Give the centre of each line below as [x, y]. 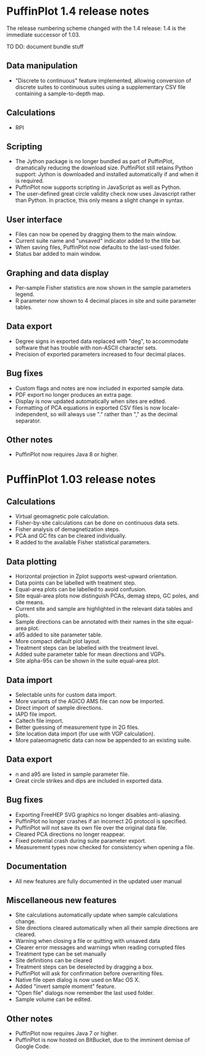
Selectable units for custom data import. [66, 695]
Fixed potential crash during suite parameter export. [81, 840]
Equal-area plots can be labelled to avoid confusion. [81, 589]
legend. [25, 294]
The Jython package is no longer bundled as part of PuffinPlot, [95, 161]
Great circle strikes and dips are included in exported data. [89, 780]
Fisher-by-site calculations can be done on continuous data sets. [97, 523]
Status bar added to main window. [58, 254]
